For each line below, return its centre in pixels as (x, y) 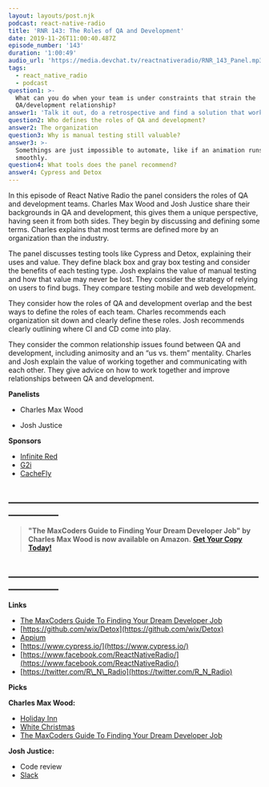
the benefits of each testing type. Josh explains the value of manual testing (132, 271)
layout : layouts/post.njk (51, 16)
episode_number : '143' (46, 46)
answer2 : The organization (53, 128)
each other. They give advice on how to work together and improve (119, 370)
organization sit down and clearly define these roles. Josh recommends (126, 320)
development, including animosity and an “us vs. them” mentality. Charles (130, 353)
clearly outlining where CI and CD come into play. (90, 329)
